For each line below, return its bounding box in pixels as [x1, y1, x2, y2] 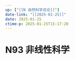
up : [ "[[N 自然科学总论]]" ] [5, 7, 59, 12]
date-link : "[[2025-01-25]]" [5, 12, 66, 17]
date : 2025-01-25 [5, 16, 42, 21]
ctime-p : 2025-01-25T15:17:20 [5, 21, 69, 26]
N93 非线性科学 [5, 44, 70, 55]
